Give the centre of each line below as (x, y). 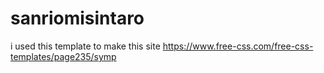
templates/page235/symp (63, 56)
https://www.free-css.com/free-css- (238, 46)
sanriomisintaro (77, 18)
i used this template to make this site (85, 46)
